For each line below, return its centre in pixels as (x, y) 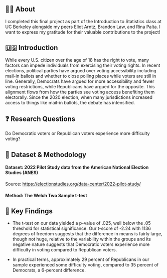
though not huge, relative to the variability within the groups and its (82, 239)
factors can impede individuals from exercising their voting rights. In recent (83, 65)
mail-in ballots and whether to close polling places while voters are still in (81, 76)
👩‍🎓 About (20, 9)
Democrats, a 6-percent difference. (49, 270)
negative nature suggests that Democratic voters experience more (81, 244)
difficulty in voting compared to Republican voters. (65, 250)
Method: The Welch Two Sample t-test (46, 195)
